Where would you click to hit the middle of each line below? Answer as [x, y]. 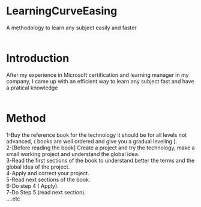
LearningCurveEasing [62, 11]
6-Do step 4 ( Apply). [32, 186]
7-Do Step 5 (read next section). [46, 192]
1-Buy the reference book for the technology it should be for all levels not [97, 135]
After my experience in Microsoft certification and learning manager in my [97, 75]
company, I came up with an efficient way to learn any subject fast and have [100, 81]
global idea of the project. [38, 167]
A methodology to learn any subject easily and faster [71, 28]
